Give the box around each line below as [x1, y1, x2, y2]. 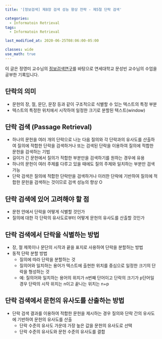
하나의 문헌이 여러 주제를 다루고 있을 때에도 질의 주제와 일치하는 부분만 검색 [12, 161, 155, 167]
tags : [5, 25, 16, 30]
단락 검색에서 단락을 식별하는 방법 [5, 230, 100, 239]
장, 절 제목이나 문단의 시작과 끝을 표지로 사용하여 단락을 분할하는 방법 [12, 245, 144, 250]
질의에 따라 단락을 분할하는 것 [19, 257, 75, 262]
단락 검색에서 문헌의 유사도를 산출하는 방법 [5, 297, 125, 305]
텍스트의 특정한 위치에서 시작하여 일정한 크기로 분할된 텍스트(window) [12, 107, 145, 113]
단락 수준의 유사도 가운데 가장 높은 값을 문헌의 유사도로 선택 [19, 322, 132, 328]
